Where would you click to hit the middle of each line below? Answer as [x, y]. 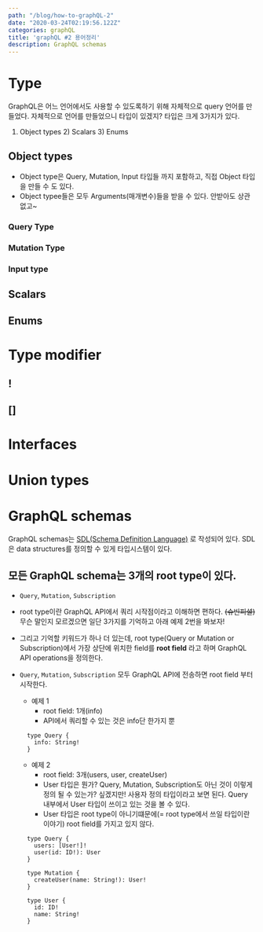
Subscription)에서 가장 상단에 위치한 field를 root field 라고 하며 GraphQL [133, 648]
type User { [46, 901]
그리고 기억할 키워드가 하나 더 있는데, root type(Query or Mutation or [127, 638]
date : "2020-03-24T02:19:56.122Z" [65, 23]
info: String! [57, 742]
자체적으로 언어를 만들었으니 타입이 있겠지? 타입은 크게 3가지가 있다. [135, 116]
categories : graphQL [42, 30]
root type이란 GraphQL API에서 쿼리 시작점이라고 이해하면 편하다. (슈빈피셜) [137, 611]
